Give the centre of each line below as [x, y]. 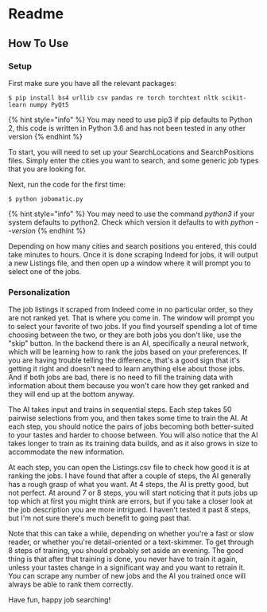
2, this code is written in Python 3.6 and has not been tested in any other [127, 127]
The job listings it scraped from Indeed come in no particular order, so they [131, 310]
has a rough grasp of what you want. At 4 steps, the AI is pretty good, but [128, 484]
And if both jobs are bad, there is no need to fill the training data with [121, 377]
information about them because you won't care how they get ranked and [129, 386]
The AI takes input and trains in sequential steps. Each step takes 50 [120, 410]
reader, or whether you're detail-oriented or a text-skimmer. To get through [131, 542]
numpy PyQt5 [49, 104]
